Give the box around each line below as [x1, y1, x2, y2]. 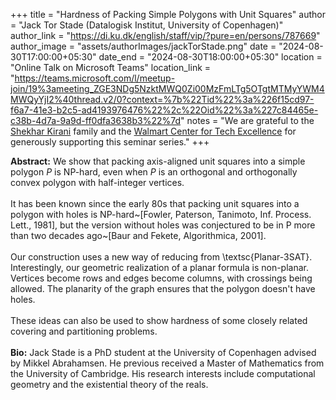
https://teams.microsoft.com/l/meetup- [14, 72, 176, 84]
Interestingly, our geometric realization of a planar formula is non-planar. [10, 262, 309, 273]
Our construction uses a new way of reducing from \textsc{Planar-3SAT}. [10, 251, 313, 263]
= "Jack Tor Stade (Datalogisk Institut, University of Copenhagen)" [10, 19, 284, 31]
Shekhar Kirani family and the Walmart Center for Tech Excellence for [10, 125, 297, 137]
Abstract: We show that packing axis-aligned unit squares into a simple [10, 155, 306, 167]
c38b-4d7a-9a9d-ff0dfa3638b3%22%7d [10, 115, 182, 126]
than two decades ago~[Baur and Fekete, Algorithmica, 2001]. [10, 230, 267, 241]
